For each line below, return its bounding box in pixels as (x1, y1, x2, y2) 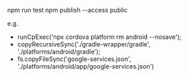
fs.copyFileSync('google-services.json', (17, 55, 132, 63)
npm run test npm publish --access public (7, 6, 127, 14)
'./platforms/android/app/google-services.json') (17, 62, 155, 70)
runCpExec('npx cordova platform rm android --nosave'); (17, 33, 182, 41)
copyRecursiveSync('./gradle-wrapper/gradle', (17, 40, 151, 48)
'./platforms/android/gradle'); (17, 48, 101, 55)
